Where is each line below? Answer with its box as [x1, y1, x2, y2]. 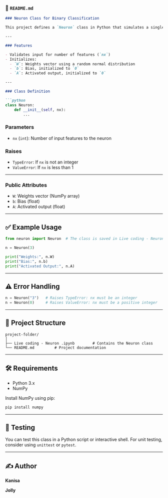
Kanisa [5, 477, 20, 483]
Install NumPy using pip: [5, 395, 55, 401]
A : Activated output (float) [12, 204, 65, 210]
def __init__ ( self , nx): [14, 107, 66, 112]
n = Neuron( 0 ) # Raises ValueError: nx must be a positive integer [5, 300, 157, 305]
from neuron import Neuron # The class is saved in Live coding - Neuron [5, 236, 164, 241]
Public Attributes [5, 182, 47, 189]
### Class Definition [5, 89, 50, 94]
